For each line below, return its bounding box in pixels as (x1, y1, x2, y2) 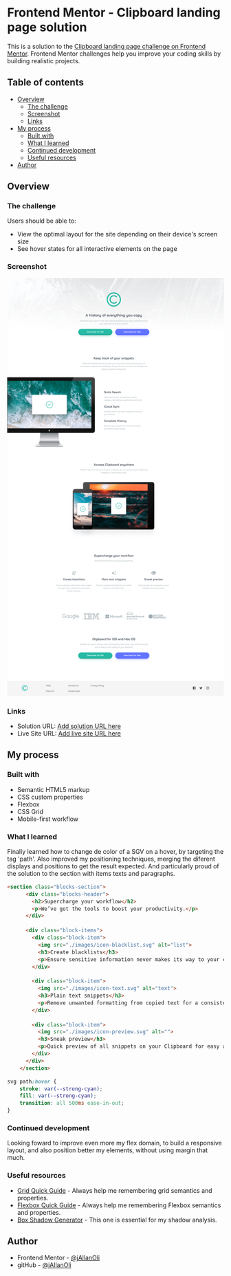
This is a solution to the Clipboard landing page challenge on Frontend (7, 42, 206, 50)
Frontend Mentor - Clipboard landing (7, 5, 221, 21)
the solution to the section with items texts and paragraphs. (7, 869, 175, 877)
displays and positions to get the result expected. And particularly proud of (7, 861, 219, 870)
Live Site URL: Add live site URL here (16, 729, 122, 737)
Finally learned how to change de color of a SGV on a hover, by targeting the (7, 847, 224, 855)
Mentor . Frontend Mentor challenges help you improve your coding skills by (7, 49, 221, 58)
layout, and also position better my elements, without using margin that (7, 1146, 208, 1154)
